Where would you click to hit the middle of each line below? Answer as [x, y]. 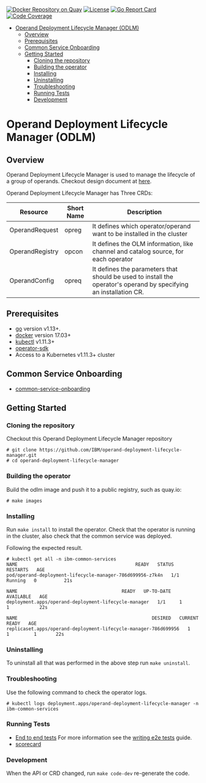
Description [144, 212]
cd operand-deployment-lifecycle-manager [66, 461]
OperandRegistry [34, 251]
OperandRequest [34, 230]
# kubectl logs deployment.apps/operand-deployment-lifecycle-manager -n [103, 703]
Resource [34, 212]
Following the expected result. [44, 548]
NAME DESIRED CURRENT [103, 618]
